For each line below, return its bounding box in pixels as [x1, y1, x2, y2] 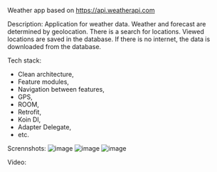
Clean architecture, [17, 70, 75, 78]
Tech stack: [7, 56, 41, 65]
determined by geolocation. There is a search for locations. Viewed [7, 28, 205, 36]
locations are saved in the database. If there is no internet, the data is [7, 35, 211, 43]
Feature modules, [17, 77, 70, 86]
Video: [7, 158, 27, 166]
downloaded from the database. [7, 43, 102, 50]
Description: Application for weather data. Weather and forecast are [7, 20, 206, 28]
